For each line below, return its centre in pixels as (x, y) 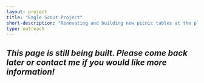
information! (31, 72)
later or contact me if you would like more (87, 62)
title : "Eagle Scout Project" (45, 17)
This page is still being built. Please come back (97, 53)
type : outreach (25, 29)
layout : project (27, 12)
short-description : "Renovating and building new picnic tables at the (99, 23)
